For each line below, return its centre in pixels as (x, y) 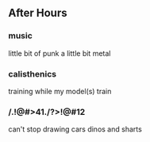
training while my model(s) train (60, 91)
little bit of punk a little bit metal (60, 53)
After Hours (38, 13)
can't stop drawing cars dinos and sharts (75, 129)
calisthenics (33, 73)
